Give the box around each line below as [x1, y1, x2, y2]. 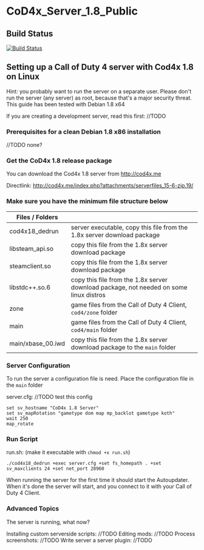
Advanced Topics [6, 504, 59, 513]
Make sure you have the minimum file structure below [6, 197, 168, 206]
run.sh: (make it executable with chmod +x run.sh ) [6, 449, 131, 456]
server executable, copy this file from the [70, 223, 188, 231]
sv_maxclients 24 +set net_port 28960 [6, 466, 104, 472]
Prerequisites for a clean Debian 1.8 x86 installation [6, 127, 161, 136]
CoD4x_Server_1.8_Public [6, 4, 138, 18]
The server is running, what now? [6, 518, 90, 526]
